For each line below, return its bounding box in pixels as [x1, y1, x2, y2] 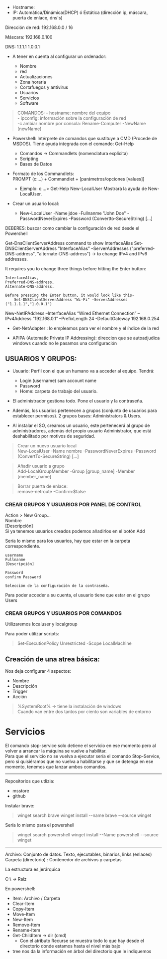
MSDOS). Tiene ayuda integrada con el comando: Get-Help [12, 141, 134, 147]
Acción [12, 694, 27, 700]
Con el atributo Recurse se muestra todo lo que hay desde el [19, 938, 144, 944]
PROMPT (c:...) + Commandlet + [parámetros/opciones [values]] [12, 176, 145, 182]
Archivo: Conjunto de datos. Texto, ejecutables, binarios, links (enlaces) [5, 851, 152, 857]
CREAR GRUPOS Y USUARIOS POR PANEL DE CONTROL [5, 501, 142, 508]
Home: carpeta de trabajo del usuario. [19, 388, 98, 394]
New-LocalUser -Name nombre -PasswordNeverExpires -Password [17, 448, 157, 454]
